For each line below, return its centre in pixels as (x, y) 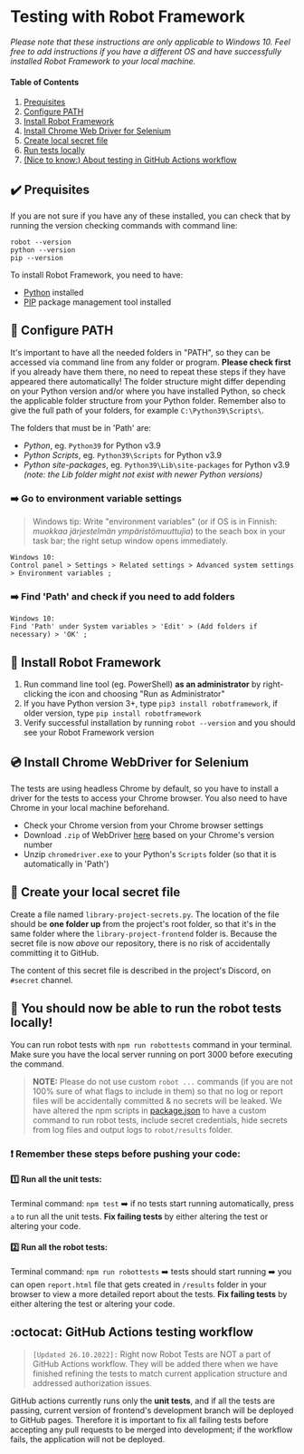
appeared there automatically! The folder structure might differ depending (148, 381)
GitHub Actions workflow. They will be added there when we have (155, 1363)
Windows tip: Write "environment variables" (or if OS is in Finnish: (155, 522)
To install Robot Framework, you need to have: (97, 275)
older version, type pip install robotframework (112, 713)
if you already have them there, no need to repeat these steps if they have (148, 371)
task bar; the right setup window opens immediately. (130, 541)
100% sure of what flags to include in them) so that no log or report (158, 1091)
